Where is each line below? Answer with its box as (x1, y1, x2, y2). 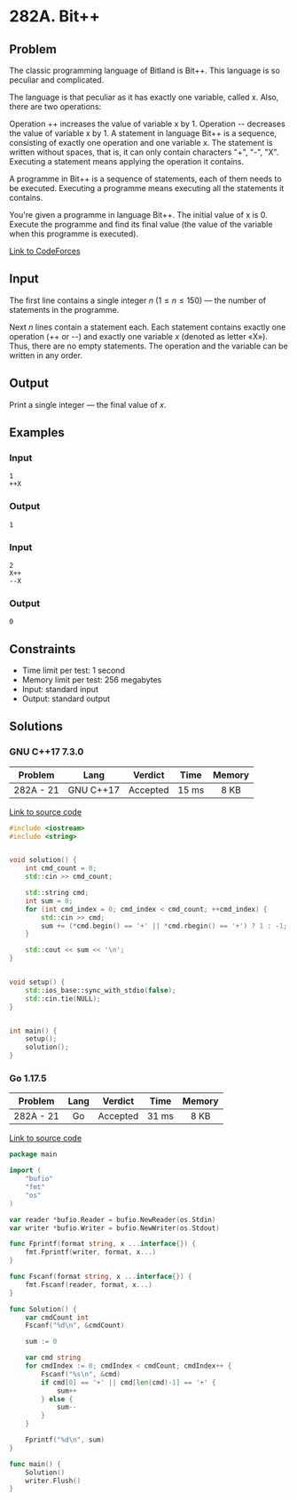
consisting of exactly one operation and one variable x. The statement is (9, 138, 273, 148)
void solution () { (9, 856, 77, 865)
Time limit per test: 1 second (21, 665, 126, 676)
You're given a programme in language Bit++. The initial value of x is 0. (9, 210, 268, 220)
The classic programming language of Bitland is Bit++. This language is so (9, 65, 281, 76)
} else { (41, 1394, 74, 1403)
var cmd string (25, 1353, 82, 1362)
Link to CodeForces (9, 246, 82, 256)
